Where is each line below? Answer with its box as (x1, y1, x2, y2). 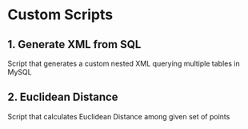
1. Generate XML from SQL (7, 38, 142, 51)
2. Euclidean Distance (7, 91, 118, 104)
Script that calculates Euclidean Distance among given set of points (7, 111, 230, 121)
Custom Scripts (7, 6, 114, 24)
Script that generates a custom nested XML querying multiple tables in (7, 58, 241, 68)
